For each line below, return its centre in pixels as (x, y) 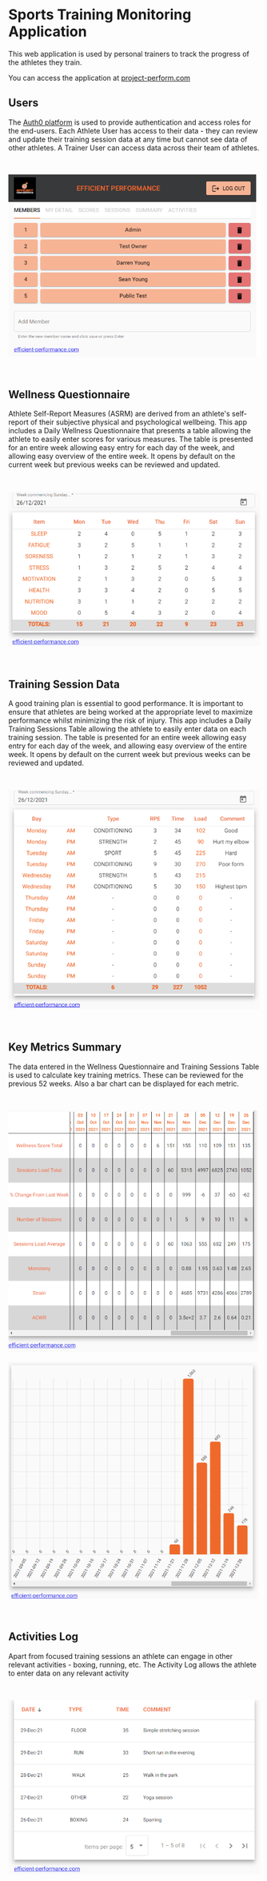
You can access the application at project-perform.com (99, 78)
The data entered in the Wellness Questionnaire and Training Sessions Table (134, 1066)
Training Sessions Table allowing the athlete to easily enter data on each (127, 729)
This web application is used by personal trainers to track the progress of (129, 54)
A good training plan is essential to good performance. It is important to (126, 703)
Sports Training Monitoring (100, 15)
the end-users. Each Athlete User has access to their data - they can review (133, 130)
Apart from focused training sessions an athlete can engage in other (121, 1656)
